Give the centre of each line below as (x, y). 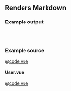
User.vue (15, 72)
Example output (24, 22)
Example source (25, 50)
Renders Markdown (36, 8)
